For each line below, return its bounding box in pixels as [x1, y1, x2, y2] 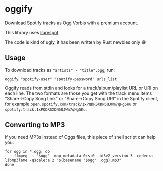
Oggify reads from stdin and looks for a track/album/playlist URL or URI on [5, 85, 158, 91]
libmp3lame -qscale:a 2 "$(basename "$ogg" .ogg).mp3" [5, 158, 122, 163]
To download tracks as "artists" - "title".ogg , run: [5, 67, 115, 73]
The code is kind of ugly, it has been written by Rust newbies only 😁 [5, 39, 146, 45]
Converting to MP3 [5, 121, 65, 129]
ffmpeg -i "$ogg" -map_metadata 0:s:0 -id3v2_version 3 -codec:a [14, 153, 153, 158]
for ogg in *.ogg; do [5, 149, 50, 154]
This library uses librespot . [5, 29, 60, 35]
